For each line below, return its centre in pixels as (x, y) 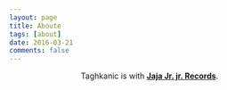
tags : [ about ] (36, 34)
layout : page (33, 17)
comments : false (39, 51)
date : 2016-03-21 (41, 42)
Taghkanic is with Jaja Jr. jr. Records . (150, 76)
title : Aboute (36, 26)
